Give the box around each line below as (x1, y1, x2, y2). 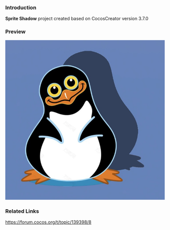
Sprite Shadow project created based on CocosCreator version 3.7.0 (5, 16, 149, 22)
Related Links (5, 207, 39, 214)
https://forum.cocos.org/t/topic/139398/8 (5, 219, 92, 225)
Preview (5, 28, 26, 35)
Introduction (5, 4, 36, 11)
